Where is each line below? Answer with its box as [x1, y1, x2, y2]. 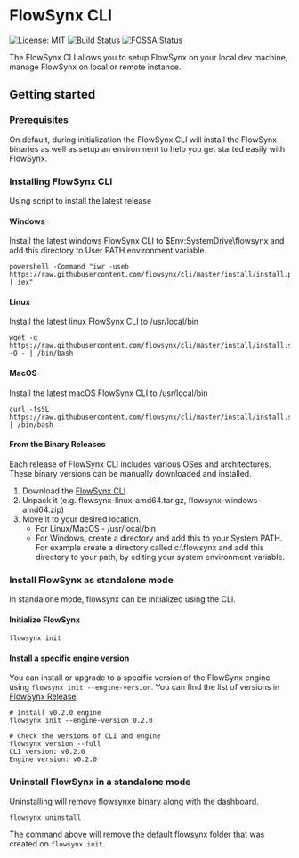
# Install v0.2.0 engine [9, 709, 101, 718]
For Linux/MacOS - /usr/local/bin [35, 523, 156, 533]
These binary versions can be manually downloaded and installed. [9, 468, 252, 478]
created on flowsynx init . [9, 838, 106, 849]
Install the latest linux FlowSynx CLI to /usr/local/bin [9, 317, 198, 327]
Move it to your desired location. [21, 513, 141, 525]
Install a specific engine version [9, 653, 130, 663]
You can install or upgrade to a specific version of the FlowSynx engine [9, 672, 271, 683]
